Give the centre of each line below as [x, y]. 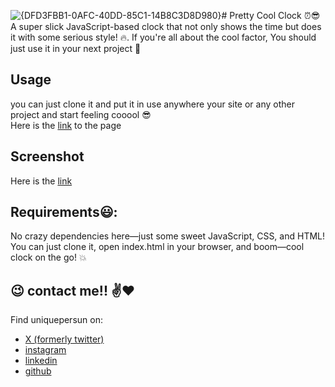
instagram [45, 350]
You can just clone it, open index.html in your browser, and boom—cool [157, 247]
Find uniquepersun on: [56, 320]
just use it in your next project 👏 [76, 48]
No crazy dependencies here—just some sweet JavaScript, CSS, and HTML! [168, 236]
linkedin [41, 361]
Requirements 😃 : [64, 212]
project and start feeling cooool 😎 [81, 114]
